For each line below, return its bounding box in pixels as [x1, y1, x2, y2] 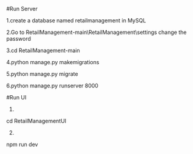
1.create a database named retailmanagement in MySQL [6, 17, 146, 24]
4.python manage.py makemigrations [6, 59, 100, 65]
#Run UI [6, 94, 27, 101]
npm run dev [6, 141, 38, 148]
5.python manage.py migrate [6, 70, 78, 78]
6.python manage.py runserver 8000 [6, 82, 99, 89]
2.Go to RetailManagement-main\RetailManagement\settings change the [6, 28, 187, 36]
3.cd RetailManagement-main [6, 47, 80, 54]
